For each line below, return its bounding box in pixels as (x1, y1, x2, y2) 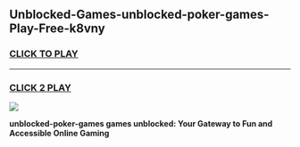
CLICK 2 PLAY (9, 81, 71, 94)
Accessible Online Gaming (9, 127, 110, 138)
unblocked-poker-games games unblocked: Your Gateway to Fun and (9, 118, 273, 128)
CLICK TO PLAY (9, 48, 79, 61)
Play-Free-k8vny (9, 21, 105, 37)
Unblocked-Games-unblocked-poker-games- (9, 7, 270, 22)
